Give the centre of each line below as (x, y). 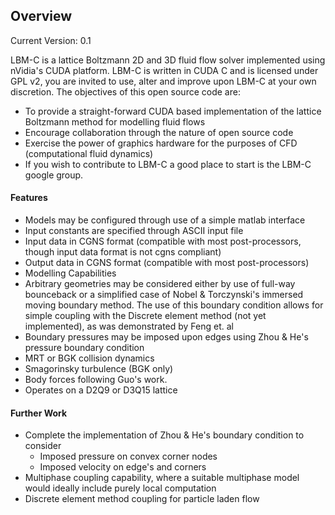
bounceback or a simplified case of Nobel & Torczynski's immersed (164, 295)
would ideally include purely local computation (120, 488)
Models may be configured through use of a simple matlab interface (165, 220)
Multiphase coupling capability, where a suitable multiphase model (162, 478)
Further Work (39, 413)
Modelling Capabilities (70, 273)
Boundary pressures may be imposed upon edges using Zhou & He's (166, 337)
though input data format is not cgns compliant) (123, 252)
